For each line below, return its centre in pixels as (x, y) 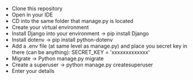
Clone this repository (37, 9)
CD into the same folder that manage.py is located (72, 21)
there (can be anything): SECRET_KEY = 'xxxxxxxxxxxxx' (81, 52)
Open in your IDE (32, 15)
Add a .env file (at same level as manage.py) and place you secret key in (99, 46)
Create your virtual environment (50, 27)
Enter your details (33, 71)
